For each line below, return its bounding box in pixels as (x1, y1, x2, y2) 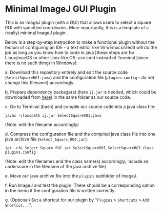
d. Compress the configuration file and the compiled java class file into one (5, 131, 156, 137)
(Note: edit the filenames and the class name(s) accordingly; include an (5, 158, 149, 164)
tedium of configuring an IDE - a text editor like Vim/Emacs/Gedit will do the (5, 44, 157, 50)
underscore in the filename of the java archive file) (5, 163, 106, 169)
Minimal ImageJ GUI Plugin (5, 3, 116, 15)
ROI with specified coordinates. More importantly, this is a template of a (5, 24, 149, 30)
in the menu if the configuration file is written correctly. (5, 187, 116, 193)
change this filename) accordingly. (5, 79, 75, 86)
